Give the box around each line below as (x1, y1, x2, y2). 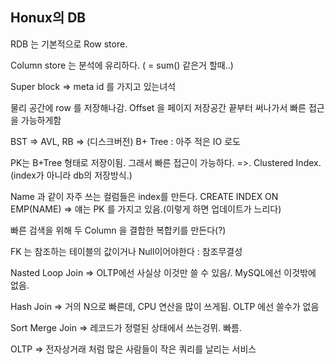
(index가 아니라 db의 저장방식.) (10, 169, 133, 181)
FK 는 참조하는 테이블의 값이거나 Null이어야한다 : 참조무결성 (10, 245, 243, 257)
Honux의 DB (10, 9, 87, 27)
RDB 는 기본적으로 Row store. (10, 38, 128, 50)
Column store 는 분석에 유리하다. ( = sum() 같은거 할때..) (10, 59, 234, 71)
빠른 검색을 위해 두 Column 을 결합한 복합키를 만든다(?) (10, 224, 227, 236)
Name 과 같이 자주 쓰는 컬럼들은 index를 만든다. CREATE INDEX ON (10, 190, 279, 202)
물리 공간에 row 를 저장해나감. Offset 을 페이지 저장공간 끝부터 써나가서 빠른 (10, 101, 307, 113)
